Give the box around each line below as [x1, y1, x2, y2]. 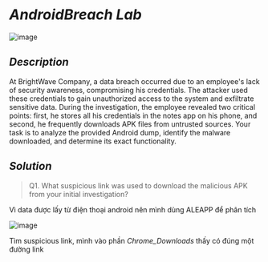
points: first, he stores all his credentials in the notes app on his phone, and [9, 111, 258, 120]
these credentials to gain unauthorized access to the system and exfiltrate [9, 94, 254, 103]
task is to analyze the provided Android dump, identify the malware [9, 127, 231, 137]
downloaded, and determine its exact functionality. [9, 136, 177, 146]
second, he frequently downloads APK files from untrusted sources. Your [9, 119, 251, 129]
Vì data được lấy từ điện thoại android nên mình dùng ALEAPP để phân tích [9, 204, 257, 214]
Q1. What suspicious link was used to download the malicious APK [28, 180, 248, 190]
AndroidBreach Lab [9, 6, 143, 24]
